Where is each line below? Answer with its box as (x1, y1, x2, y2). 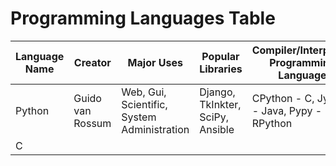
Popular (201, 49, 240, 63)
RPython (251, 116, 293, 130)
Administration (121, 122, 190, 136)
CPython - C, (251, 91, 315, 105)
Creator (73, 55, 112, 69)
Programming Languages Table (10, 7, 276, 30)
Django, (199, 85, 236, 99)
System (121, 110, 157, 124)
